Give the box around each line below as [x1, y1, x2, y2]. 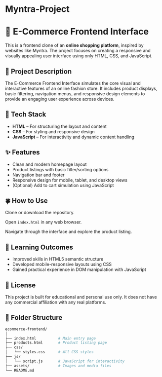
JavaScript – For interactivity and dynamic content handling [12, 134, 135, 140]
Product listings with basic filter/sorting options [12, 166, 109, 172]
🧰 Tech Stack [5, 110, 46, 119]
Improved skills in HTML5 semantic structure [12, 256, 104, 262]
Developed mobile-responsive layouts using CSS [12, 262, 112, 267]
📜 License [5, 281, 36, 289]
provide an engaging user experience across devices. [5, 96, 115, 102]
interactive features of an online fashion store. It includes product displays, [5, 85, 158, 91]
